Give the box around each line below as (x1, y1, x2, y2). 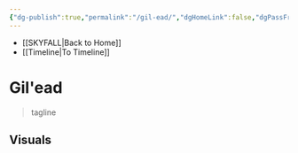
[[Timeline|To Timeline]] (21, 46, 111, 57)
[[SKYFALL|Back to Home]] (21, 37, 122, 48)
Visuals (9, 132, 51, 147)
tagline (30, 107, 57, 118)
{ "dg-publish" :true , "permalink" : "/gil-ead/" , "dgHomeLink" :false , (9, 12, 255, 22)
